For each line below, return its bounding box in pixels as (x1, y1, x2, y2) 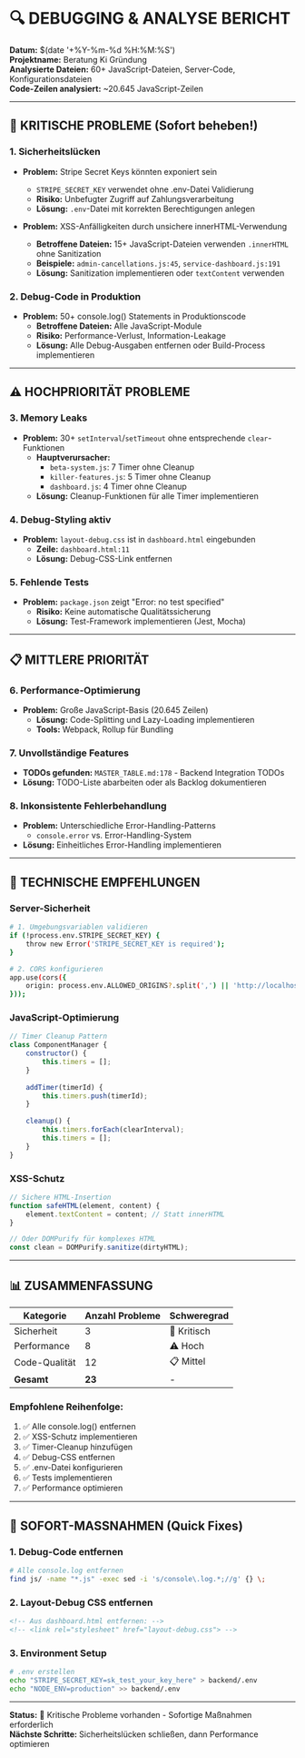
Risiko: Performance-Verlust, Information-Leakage (35, 330, 227, 340)
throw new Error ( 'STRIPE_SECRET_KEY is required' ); (25, 940, 225, 949)
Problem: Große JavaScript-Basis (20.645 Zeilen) (22, 704, 209, 716)
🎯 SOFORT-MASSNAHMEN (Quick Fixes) (9, 1518, 243, 1533)
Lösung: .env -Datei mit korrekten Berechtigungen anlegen (35, 203, 256, 214)
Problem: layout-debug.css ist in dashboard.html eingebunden (22, 533, 256, 544)
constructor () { (25, 1049, 88, 1058)
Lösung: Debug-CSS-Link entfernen (35, 553, 172, 564)
